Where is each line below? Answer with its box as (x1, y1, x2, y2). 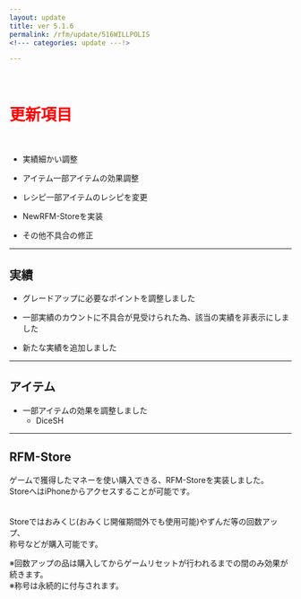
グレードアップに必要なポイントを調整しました (21, 293, 195, 304)
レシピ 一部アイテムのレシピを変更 (21, 192, 148, 203)
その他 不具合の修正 (21, 230, 94, 241)
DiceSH (35, 415, 64, 426)
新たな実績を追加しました (21, 342, 117, 353)
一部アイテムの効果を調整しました (21, 405, 148, 416)
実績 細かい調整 (21, 154, 78, 164)
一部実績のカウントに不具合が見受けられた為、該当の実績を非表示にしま (21, 312, 289, 322)
